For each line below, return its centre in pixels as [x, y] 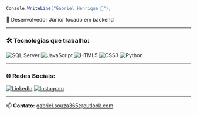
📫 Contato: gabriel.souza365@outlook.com [60, 106]
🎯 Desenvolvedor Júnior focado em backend [60, 19]
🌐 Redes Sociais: [31, 76]
